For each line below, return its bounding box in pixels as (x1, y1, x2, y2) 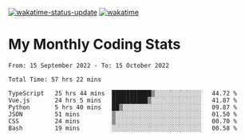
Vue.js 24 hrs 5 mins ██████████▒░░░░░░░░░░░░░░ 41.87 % (8, 96, 238, 104)
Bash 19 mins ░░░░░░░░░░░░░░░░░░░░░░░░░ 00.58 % (8, 124, 238, 132)
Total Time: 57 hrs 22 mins (8, 76, 102, 84)
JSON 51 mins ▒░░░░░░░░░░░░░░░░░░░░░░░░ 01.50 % (8, 110, 238, 119)
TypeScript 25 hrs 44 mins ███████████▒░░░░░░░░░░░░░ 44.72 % (8, 89, 238, 97)
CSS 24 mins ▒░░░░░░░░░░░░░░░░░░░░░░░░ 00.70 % (8, 117, 238, 125)
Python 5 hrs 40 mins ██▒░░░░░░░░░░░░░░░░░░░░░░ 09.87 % (8, 103, 238, 111)
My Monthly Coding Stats (8, 36, 181, 53)
